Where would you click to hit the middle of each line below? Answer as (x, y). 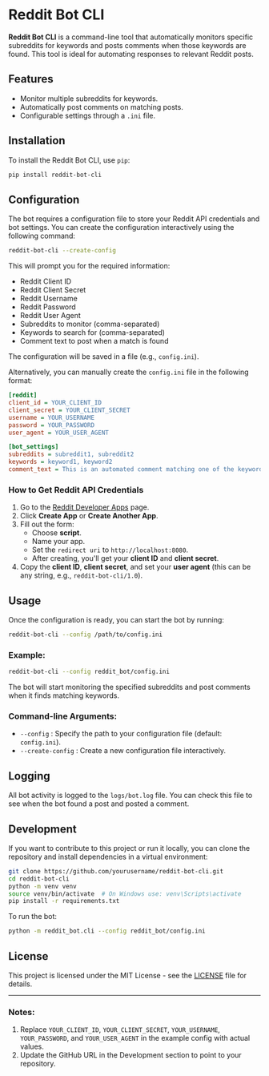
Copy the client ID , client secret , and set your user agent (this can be (135, 567)
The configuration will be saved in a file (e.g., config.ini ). (104, 357)
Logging (29, 776)
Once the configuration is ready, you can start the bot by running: (116, 619)
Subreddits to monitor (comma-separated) (90, 324)
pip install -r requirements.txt (64, 901)
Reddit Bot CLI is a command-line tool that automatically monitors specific (131, 37)
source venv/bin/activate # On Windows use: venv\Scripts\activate (125, 894)
